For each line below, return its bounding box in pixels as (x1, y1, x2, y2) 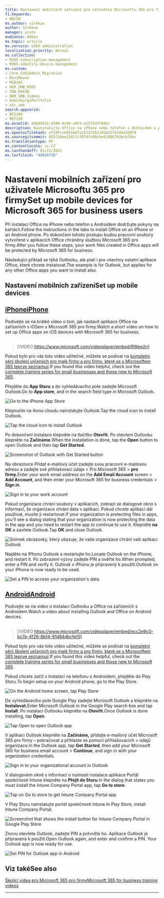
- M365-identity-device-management (5, 62, 78, 67)
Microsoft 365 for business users (5, 205, 143, 216)
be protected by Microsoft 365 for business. (5, 247, 94, 253)
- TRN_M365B (5, 89, 29, 94)
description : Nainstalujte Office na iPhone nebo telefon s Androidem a (5, 125, 156, 130)
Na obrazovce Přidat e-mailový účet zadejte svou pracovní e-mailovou (5, 461, 147, 467)
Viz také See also (5, 864, 57, 873)
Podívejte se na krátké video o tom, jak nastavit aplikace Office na (5, 319, 138, 324)
